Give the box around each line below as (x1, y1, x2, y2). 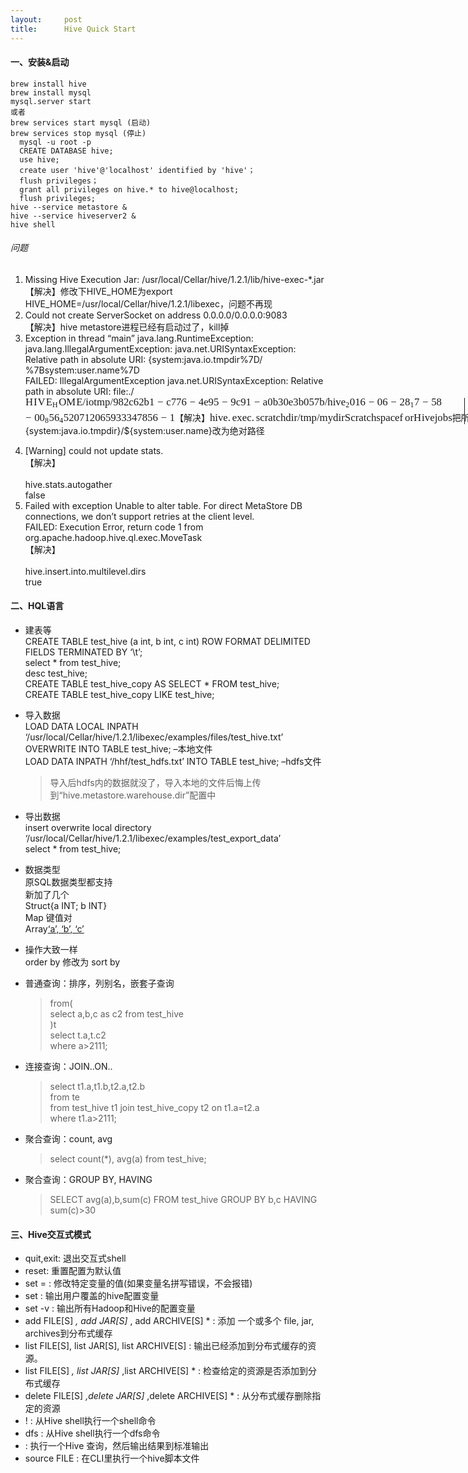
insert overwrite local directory (24, 821, 152, 833)
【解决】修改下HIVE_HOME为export (24, 285, 173, 297)
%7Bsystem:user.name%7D (24, 364, 140, 376)
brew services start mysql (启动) (10, 117, 152, 128)
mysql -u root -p (19, 137, 92, 147)
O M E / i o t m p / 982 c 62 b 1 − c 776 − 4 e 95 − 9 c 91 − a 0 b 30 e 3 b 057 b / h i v (58, 396, 342, 409)
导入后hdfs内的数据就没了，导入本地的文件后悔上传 (49, 776, 262, 788)
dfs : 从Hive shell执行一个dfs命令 (24, 1427, 161, 1440)
